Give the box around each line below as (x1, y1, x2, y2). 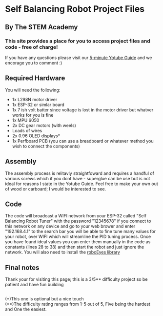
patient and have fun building (5, 282, 64, 288)
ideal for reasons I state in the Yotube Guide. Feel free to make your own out (5, 181, 159, 187)
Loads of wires (12, 127, 42, 133)
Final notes (5, 263, 40, 272)
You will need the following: (5, 87, 61, 93)
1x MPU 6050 (12, 117, 40, 123)
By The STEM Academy (5, 23, 78, 31)
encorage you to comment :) (5, 60, 62, 65)
